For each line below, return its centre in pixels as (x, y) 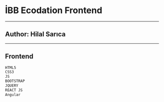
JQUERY (12, 86)
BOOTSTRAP (15, 81)
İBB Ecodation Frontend (54, 10)
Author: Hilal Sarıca (35, 34)
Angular (13, 95)
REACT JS (14, 90)
